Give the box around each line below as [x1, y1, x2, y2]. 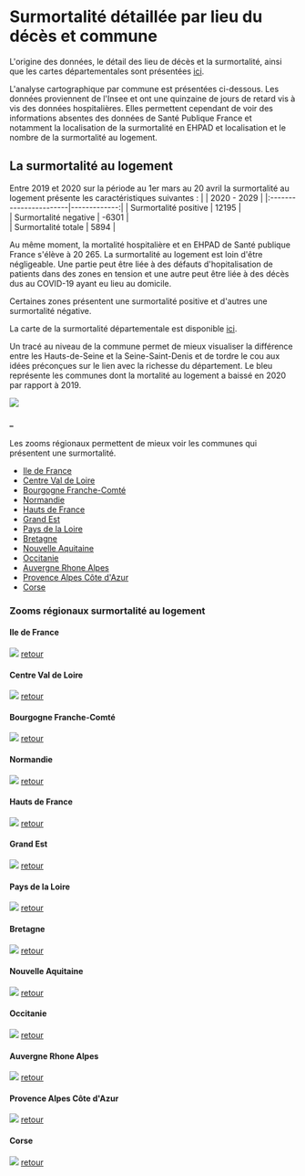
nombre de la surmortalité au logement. [9, 131, 158, 142]
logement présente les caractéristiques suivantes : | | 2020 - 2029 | [9, 192, 264, 203]
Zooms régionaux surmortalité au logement [9, 604, 206, 617]
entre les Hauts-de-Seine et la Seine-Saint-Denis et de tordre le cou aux [9, 350, 280, 362]
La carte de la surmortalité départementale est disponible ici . [9, 322, 238, 334]
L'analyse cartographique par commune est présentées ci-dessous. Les [9, 83, 280, 94]
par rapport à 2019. [9, 379, 82, 390]
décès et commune [9, 26, 158, 47]
